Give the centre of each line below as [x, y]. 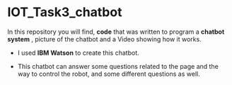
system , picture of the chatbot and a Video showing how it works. [104, 39]
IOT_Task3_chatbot [65, 12]
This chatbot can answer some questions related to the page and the [118, 66]
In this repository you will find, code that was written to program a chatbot [116, 32]
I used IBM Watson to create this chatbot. [78, 53]
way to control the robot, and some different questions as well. [109, 74]
